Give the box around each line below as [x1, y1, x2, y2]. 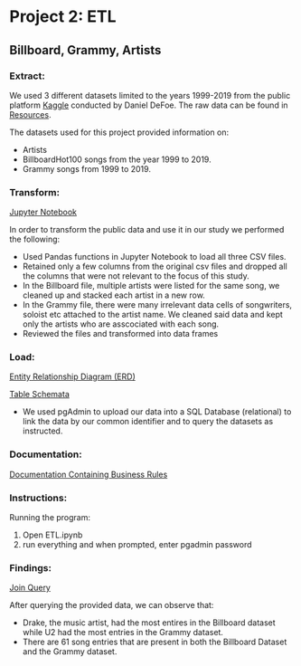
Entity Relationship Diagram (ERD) [9, 371, 136, 382]
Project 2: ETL [9, 6, 117, 27]
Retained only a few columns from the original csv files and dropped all [22, 261, 287, 272]
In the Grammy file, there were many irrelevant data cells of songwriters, [22, 300, 292, 310]
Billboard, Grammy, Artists [9, 43, 162, 58]
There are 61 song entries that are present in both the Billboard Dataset [22, 636, 287, 648]
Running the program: [9, 512, 90, 523]
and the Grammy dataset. [22, 646, 118, 657]
